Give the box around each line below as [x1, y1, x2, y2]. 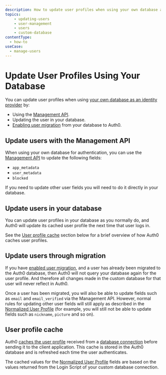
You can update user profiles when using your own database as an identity [5, 97, 158, 103]
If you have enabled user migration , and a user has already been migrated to [5, 265, 161, 271]
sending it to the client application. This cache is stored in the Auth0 [5, 344, 144, 350]
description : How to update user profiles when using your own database [5, 7, 158, 12]
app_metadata [12, 165, 40, 171]
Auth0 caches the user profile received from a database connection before [5, 338, 158, 344]
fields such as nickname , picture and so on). [5, 311, 95, 317]
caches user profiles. [5, 237, 48, 243]
